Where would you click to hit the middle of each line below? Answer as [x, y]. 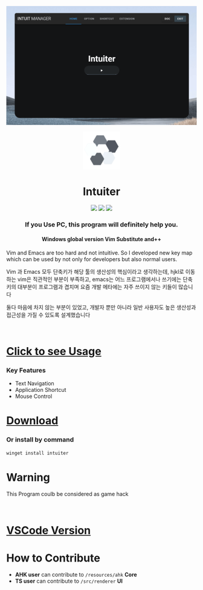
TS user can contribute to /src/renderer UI [69, 581]
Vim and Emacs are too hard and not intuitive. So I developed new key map [99, 253]
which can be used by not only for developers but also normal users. [92, 259]
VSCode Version [49, 530]
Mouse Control [34, 396]
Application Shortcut [40, 390]
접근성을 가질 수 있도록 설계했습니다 [48, 314]
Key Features [26, 370]
